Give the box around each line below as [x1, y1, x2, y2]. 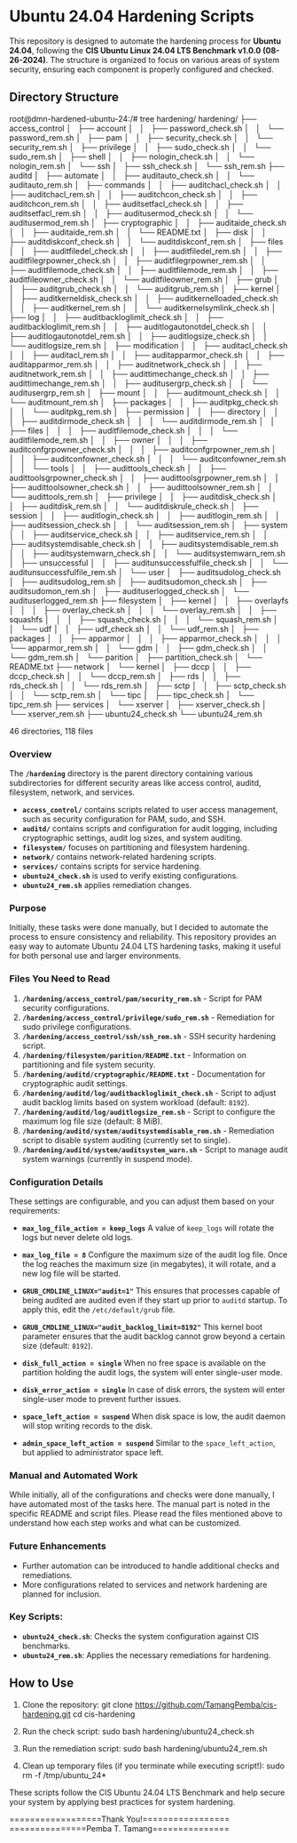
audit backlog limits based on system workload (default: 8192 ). [21, 1096, 250, 1108]
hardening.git [21, 1709, 71, 1719]
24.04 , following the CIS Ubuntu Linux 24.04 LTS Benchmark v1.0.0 [9, 44, 262, 55]
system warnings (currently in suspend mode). [21, 1153, 193, 1164]
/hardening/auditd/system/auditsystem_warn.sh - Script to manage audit [21, 1144, 288, 1155]
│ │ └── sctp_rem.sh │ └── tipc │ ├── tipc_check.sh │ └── [9, 689, 254, 700]
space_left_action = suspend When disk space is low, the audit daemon [21, 1411, 286, 1422]
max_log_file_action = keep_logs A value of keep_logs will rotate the [21, 1222, 275, 1233]
